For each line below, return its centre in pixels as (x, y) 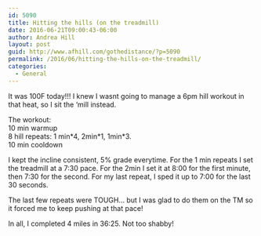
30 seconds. (28, 184)
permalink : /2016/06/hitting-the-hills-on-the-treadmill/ (105, 60)
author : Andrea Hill (42, 37)
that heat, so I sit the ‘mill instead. (62, 104)
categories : (27, 67)
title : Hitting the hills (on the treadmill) (83, 23)
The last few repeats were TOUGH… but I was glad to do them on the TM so (130, 200)
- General (31, 74)
